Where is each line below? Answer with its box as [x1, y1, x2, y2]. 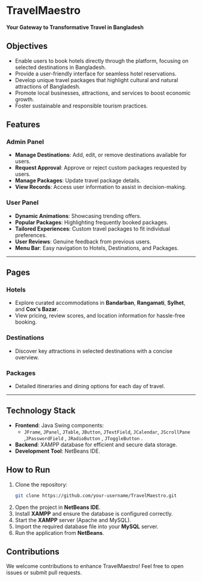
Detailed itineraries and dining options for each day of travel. [14, 383, 165, 390]
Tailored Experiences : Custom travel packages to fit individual [14, 225, 170, 232]
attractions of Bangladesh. [14, 83, 81, 90]
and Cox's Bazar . [14, 305, 59, 313]
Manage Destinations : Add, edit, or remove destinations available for [14, 152, 187, 159]
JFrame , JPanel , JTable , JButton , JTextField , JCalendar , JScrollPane [23, 428, 191, 435]
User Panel [6, 199, 39, 207]
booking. [14, 318, 37, 326]
